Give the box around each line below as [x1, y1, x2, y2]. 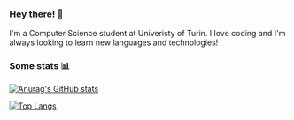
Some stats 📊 [9, 60, 71, 72]
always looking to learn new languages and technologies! [9, 37, 219, 48]
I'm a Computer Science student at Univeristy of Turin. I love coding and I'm [9, 28, 286, 39]
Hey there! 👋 [9, 8, 64, 20]
